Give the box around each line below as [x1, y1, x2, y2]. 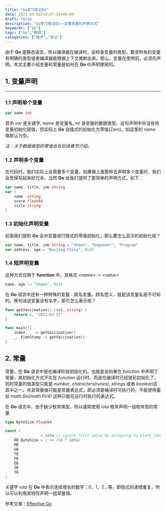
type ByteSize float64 [5, 419, 52, 424]
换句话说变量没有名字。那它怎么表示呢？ [13, 297, 96, 303]
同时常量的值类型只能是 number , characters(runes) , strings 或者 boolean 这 [5, 380, 158, 386]
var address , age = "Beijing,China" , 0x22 [5, 247, 94, 252]
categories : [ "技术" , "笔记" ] [5, 35, 62, 40]
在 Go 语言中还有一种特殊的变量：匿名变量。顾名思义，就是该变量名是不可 [5, 291, 157, 297]
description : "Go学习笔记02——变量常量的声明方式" [5, 21, 100, 26]
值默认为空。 [5, 132, 31, 139]
